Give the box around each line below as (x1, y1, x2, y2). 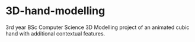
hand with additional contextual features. (5, 30, 106, 37)
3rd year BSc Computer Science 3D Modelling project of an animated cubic (5, 24, 190, 31)
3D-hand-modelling (5, 4, 106, 18)
